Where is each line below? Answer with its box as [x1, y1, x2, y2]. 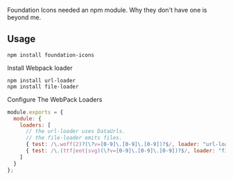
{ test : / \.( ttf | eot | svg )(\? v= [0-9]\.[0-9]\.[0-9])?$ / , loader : [25, 147, 216, 154]
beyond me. [7, 13, 42, 21]
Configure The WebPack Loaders [7, 95, 103, 103]
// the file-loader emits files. [25, 134, 123, 141]
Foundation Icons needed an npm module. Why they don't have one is [7, 6, 207, 14]
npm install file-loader [7, 83, 79, 90]
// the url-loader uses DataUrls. [25, 128, 126, 135]
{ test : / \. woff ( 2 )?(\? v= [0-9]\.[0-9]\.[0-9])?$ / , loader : [25, 141, 200, 148]
